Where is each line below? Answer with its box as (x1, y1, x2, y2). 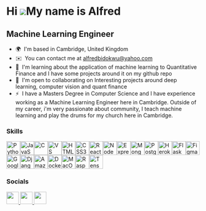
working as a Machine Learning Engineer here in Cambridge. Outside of (15, 99, 197, 105)
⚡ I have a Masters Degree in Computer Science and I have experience (15, 90, 196, 97)
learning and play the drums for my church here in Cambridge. (15, 112, 174, 119)
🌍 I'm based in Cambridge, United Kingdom (15, 45, 129, 53)
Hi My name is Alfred (6, 4, 121, 18)
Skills (6, 127, 23, 136)
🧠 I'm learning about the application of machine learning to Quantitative (15, 63, 197, 71)
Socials (6, 177, 29, 186)
